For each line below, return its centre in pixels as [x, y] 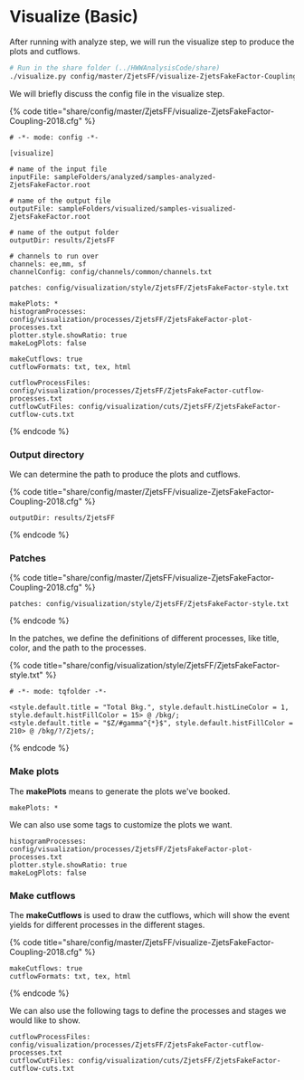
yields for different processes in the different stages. [107, 924]
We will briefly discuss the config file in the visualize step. [117, 93]
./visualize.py [38, 76]
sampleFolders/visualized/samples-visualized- [147, 208]
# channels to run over [54, 256]
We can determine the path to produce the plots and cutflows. [125, 474]
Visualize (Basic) [74, 17]
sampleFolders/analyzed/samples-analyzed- [135, 177]
